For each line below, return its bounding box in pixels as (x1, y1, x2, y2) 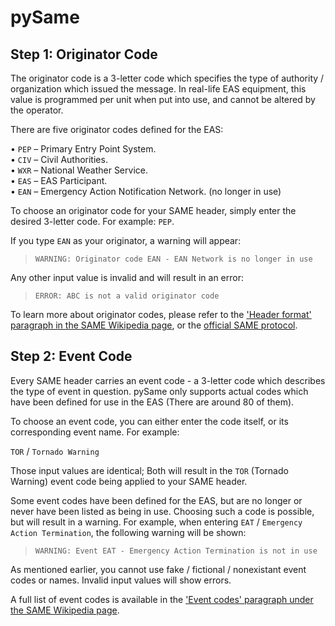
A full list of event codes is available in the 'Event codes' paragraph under (10, 593, 314, 605)
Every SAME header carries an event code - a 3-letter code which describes (10, 374, 326, 386)
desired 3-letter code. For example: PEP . (10, 216, 175, 227)
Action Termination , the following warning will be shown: (10, 526, 247, 538)
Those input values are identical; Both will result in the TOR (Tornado (10, 464, 289, 476)
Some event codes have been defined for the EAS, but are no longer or (10, 494, 303, 506)
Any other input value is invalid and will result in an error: (10, 272, 244, 283)
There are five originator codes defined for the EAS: (10, 124, 224, 135)
